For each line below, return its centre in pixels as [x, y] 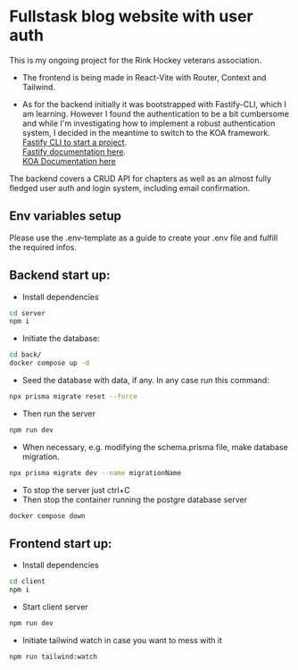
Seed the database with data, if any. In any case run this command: [145, 381]
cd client [28, 582]
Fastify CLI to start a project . [74, 142]
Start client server [55, 607]
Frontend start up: [61, 544]
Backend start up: [60, 276]
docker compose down [48, 515]
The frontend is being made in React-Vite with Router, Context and [144, 77]
